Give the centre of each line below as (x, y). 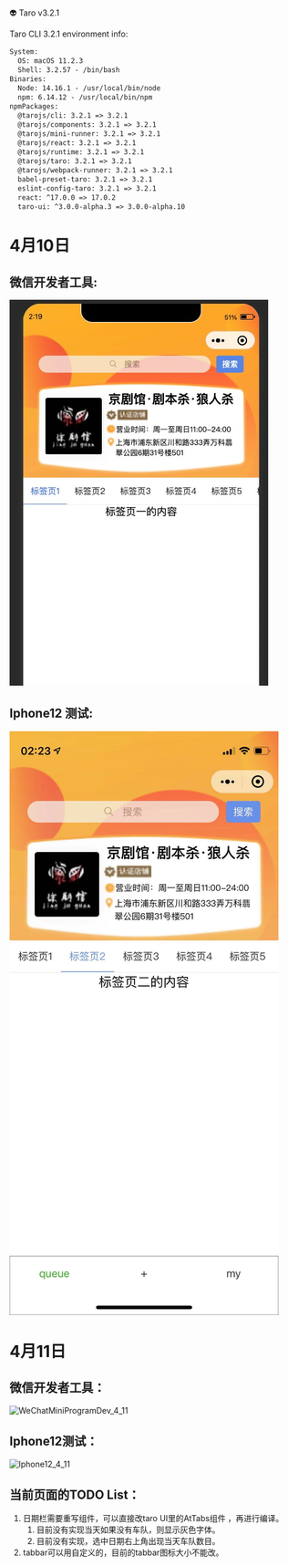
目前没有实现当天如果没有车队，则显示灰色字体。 (128, 1530)
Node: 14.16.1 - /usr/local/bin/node (89, 88)
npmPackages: (34, 107)
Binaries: (28, 79)
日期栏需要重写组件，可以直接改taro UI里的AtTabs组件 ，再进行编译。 (153, 1519)
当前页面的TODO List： (75, 1495)
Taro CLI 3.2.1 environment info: (69, 34)
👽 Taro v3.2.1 (35, 13)
